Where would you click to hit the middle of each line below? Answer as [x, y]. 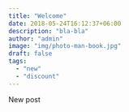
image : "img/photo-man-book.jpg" [65, 46]
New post [24, 99]
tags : [17, 62]
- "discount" [38, 76]
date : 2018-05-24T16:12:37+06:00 [65, 24]
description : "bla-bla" [49, 31]
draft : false [30, 54]
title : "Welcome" [38, 16]
